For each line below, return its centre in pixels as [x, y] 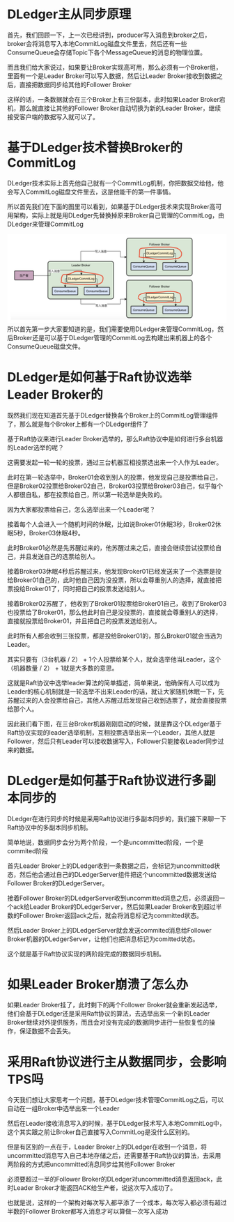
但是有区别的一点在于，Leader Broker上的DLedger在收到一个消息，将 [107, 1147]
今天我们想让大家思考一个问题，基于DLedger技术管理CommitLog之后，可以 [116, 1100]
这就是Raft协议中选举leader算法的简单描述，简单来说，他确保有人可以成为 [114, 682]
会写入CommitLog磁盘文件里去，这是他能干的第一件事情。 [91, 192]
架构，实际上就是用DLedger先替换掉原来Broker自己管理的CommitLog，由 [119, 215]
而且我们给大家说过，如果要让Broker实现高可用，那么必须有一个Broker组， [115, 67]
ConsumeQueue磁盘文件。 [46, 346]
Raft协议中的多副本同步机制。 [50, 827]
